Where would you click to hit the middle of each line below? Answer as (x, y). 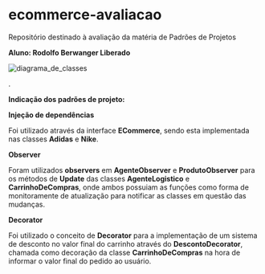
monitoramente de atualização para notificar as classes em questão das (127, 195)
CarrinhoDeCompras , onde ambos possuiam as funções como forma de (128, 187)
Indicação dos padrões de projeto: (67, 99)
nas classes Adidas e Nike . (53, 139)
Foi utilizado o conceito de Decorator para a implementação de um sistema (133, 235)
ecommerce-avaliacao (85, 15)
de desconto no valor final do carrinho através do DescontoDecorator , (126, 243)
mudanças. (27, 204)
